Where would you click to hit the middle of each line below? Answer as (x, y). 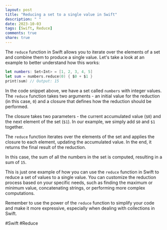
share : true (17, 38)
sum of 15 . (16, 162)
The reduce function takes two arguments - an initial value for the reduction (82, 96)
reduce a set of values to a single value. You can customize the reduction (81, 177)
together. (14, 127)
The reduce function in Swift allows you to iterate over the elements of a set (83, 52)
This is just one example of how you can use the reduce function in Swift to (82, 172)
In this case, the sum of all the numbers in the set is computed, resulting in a (84, 157)
